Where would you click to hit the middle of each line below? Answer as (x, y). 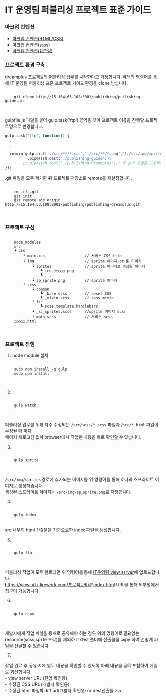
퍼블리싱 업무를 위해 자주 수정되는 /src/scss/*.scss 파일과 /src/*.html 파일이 (82, 425)
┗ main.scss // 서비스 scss (72, 317)
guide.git (15, 101)
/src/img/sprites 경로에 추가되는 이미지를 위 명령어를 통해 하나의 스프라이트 (80, 479)
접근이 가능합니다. (22, 591)
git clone (24, 97)
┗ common (41, 289)
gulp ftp (23, 553)
